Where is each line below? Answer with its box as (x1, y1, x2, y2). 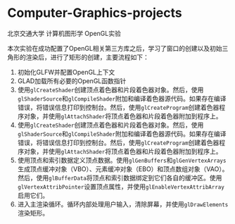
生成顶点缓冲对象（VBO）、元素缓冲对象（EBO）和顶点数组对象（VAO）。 (17, 164, 229, 173)
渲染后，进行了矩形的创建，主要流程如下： (25, 53, 149, 61)
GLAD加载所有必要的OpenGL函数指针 (17, 76, 127, 85)
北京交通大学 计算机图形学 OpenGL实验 (7, 29, 121, 37)
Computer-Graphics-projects (7, 5, 182, 21)
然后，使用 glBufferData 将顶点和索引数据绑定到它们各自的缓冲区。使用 (17, 173, 222, 182)
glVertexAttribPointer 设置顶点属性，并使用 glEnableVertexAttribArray (17, 182, 225, 191)
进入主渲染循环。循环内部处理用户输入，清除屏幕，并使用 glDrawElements (17, 199, 229, 209)
